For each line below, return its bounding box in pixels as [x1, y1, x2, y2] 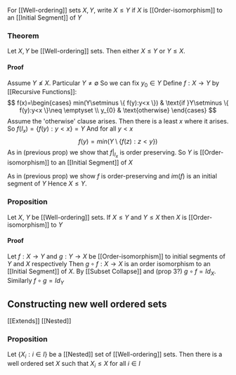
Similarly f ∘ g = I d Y [7, 276, 65, 287]
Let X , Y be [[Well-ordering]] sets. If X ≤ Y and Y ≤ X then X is [7, 213, 188, 221]
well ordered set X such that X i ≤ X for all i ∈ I [7, 360, 140, 369]
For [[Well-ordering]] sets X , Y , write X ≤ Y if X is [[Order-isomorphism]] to [7, 6, 223, 14]
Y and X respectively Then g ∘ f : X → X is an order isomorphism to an [7, 259, 211, 268]
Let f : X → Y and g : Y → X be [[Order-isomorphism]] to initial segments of [7, 252, 226, 261]
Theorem [7, 31, 39, 41]
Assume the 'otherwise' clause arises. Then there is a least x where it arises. [7, 117, 229, 126]
